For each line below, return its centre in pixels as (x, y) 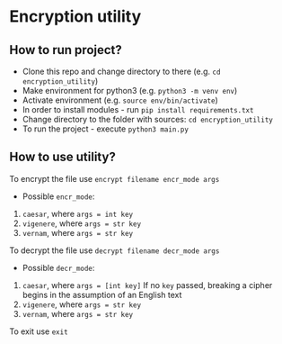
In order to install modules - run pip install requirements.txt (138, 109)
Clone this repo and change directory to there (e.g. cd (121, 71)
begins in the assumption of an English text (102, 294)
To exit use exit (39, 331)
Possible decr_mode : (58, 267)
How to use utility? (63, 157)
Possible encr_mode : (58, 196)
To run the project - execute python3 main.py (105, 129)
